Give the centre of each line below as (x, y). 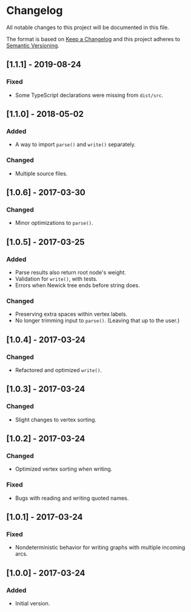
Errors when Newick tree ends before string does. (78, 285)
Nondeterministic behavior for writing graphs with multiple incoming (100, 547)
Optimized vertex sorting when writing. (64, 469)
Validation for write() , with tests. (56, 279)
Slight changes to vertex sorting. (56, 419)
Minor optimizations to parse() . (54, 223)
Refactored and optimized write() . (58, 370)
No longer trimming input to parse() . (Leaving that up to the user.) (97, 321)
